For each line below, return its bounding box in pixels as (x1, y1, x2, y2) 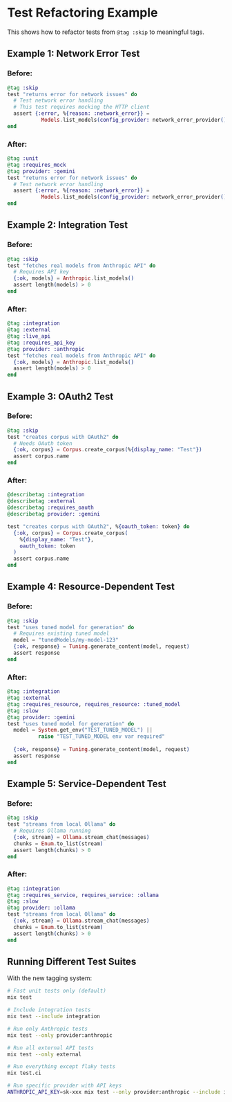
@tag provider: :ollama (7, 905, 76, 912)
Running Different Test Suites (7, 956, 137, 967)
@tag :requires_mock (7, 161, 67, 168)
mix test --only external (7, 1051, 81, 1058)
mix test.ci (7, 1069, 41, 1077)
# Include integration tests (7, 1006, 91, 1013)
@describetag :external (7, 498, 76, 505)
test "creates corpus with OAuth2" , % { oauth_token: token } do (7, 523, 190, 530)
